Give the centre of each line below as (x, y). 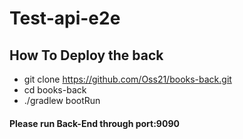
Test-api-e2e (65, 18)
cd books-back (55, 90)
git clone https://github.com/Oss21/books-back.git (127, 79)
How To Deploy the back (86, 55)
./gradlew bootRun (62, 100)
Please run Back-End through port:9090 (94, 123)
